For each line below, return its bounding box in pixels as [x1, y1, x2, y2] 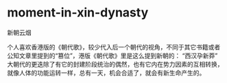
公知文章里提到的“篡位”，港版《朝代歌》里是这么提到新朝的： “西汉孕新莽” [7, 51, 218, 60]
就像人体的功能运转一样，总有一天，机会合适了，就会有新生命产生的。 [7, 69, 206, 77]
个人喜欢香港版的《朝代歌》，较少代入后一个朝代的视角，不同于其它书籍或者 [7, 43, 221, 51]
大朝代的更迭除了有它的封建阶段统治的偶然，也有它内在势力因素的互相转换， [7, 60, 224, 68]
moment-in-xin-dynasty [7, 5, 149, 21]
